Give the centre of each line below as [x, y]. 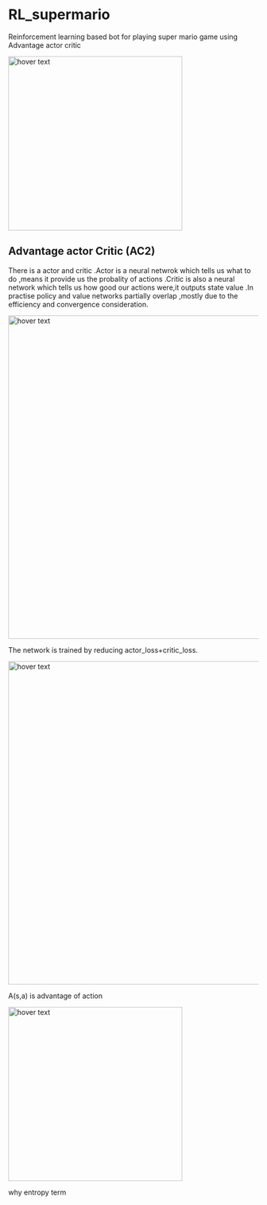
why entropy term [37, 1192]
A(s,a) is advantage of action [56, 996]
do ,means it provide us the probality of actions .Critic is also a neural [122, 279]
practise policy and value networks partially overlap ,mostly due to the [123, 295]
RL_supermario [59, 15]
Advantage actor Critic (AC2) [82, 251]
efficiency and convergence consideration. [78, 304]
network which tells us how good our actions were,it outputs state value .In [131, 287]
